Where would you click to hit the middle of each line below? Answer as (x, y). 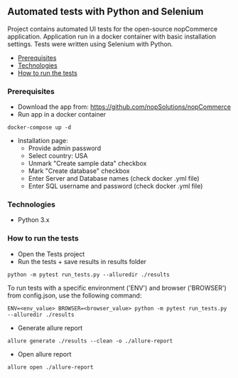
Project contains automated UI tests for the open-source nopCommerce (113, 28)
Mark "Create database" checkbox (79, 171)
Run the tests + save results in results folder (82, 261)
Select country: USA (58, 156)
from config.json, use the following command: (75, 295)
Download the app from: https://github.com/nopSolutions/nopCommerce (124, 107)
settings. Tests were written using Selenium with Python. (90, 44)
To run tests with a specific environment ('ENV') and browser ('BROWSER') (117, 288)
